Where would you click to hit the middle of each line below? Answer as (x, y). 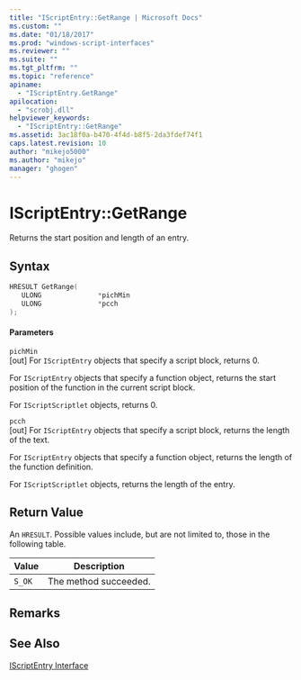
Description (99, 566)
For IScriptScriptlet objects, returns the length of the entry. (122, 484)
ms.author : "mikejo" (48, 160)
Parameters (31, 332)
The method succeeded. (99, 581)
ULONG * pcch (70, 304)
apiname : (26, 85)
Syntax (30, 266)
